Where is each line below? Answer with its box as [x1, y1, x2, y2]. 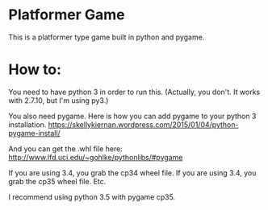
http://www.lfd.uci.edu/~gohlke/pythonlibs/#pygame [8, 152, 183, 162]
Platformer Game [8, 6, 125, 24]
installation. [8, 119, 47, 130]
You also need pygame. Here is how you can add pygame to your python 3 [8, 111, 257, 121]
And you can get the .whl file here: [8, 143, 123, 154]
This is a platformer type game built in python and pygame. [8, 32, 205, 42]
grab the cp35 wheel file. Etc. [8, 176, 107, 186]
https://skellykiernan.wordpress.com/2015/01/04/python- [48, 119, 239, 130]
